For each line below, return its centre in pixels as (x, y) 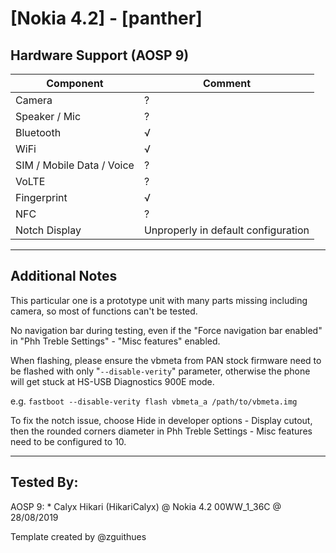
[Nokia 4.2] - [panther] (106, 18)
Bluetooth (38, 132)
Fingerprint (41, 197)
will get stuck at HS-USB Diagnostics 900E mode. (112, 381)
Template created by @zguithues (78, 536)
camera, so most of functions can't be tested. (104, 311)
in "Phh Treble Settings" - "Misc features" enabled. (115, 341)
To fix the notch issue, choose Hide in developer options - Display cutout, (161, 420)
